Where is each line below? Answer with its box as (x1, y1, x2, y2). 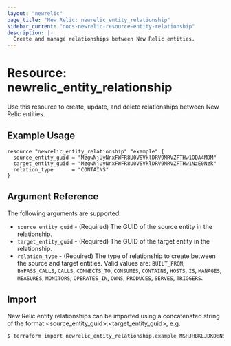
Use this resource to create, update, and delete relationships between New (7, 102, 219, 111)
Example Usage (7, 130, 76, 142)
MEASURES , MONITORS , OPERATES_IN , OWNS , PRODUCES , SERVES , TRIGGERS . (16, 273, 203, 282)
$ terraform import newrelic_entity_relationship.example (7, 332, 177, 339)
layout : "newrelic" (7, 10, 63, 17)
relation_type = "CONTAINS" (13, 166, 109, 173)
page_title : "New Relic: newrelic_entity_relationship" (7, 17, 170, 23)
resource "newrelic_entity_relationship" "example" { (7, 148, 165, 155)
